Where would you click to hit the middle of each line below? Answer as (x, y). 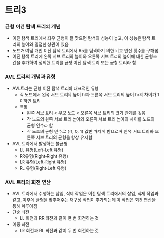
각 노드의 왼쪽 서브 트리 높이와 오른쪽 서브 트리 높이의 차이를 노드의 (91, 119)
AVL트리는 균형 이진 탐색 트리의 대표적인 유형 (55, 88)
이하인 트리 (30, 101)
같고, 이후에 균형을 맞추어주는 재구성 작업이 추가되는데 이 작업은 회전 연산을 (84, 200)
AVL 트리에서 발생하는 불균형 (40, 143)
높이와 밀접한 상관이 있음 (45, 44)
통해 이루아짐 (25, 206)
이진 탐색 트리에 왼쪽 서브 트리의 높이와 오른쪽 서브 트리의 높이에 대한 (78, 56)
